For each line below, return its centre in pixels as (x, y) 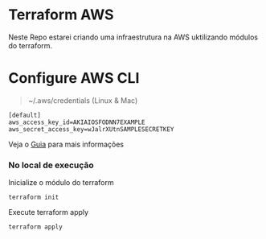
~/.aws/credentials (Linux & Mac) (83, 100)
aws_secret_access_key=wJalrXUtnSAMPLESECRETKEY (91, 129)
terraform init (34, 198)
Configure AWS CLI (74, 78)
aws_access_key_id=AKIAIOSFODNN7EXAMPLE (77, 122)
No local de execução (51, 165)
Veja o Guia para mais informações (66, 144)
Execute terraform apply (49, 212)
